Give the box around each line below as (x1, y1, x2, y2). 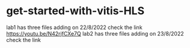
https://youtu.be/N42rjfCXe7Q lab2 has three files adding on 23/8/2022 (6, 30, 185, 37)
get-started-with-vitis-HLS (6, 4, 145, 18)
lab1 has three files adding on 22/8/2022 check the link (6, 24, 142, 31)
